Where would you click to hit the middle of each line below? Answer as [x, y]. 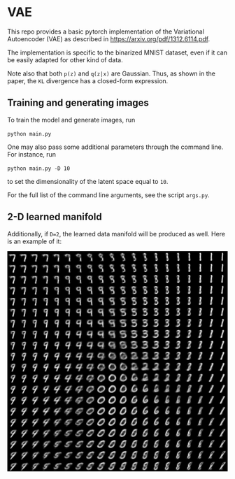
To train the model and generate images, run [71, 120]
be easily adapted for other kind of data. [65, 59]
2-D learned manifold [55, 217]
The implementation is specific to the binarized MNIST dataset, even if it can [117, 52]
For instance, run [32, 154]
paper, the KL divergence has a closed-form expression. [88, 80]
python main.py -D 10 [39, 169]
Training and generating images [78, 103]
